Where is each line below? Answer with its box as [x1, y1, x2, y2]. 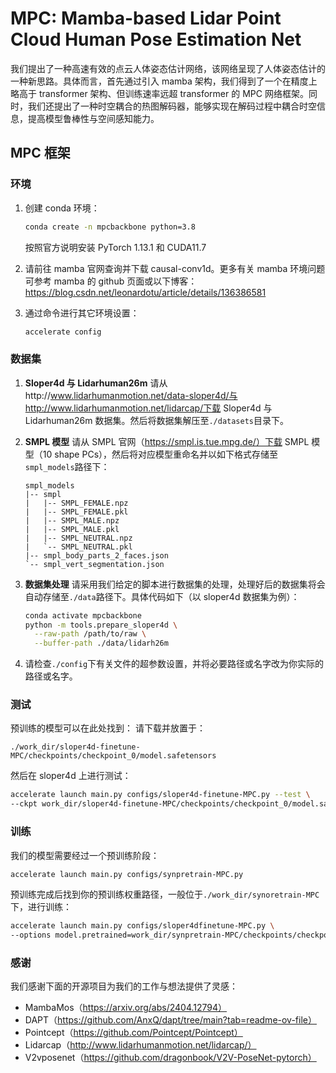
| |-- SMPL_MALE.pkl [24, 524, 120, 534]
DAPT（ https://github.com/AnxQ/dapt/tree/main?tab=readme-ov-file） [24, 1014, 317, 1026]
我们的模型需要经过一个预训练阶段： [10, 849, 160, 861]
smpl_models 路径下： [24, 460, 110, 472]
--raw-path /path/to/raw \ [34, 629, 147, 639]
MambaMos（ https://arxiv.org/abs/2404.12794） [24, 1002, 228, 1014]
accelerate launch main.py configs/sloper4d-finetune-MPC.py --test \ [10, 790, 311, 800]
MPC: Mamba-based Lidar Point [10, 7, 282, 30]
